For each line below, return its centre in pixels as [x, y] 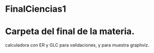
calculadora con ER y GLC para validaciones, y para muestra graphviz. [77, 45]
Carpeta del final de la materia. [70, 32]
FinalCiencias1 [36, 9]
